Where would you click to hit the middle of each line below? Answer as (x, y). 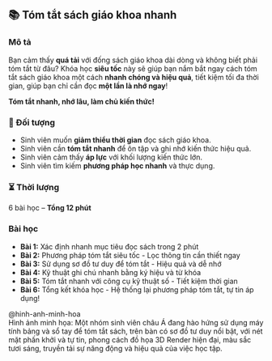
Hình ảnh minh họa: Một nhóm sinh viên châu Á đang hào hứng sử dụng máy (136, 322)
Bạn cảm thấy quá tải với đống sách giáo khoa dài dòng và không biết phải (133, 60)
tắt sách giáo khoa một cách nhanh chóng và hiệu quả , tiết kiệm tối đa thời (134, 77)
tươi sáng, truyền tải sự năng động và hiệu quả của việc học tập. (115, 348)
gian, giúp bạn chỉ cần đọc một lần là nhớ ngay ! (88, 86)
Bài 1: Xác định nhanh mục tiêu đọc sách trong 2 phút (109, 246)
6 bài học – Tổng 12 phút (50, 208)
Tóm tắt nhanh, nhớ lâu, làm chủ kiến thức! (82, 101)
